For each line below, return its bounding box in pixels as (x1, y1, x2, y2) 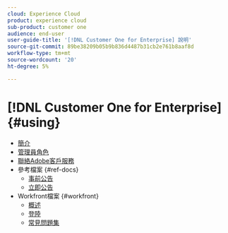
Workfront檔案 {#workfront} (17, 191, 99, 200)
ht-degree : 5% (7, 63, 49, 70)
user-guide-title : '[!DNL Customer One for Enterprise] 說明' (7, 37, 192, 44)
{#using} (7, 114, 61, 131)
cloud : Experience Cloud (7, 10, 80, 18)
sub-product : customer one (7, 23, 87, 30)
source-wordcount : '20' (7, 56, 78, 64)
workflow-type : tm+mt (7, 50, 71, 57)
